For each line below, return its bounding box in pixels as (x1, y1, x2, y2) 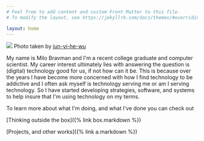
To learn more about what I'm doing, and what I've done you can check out (6, 105, 194, 112)
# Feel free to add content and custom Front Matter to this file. (6, 8, 181, 15)
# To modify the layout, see (6, 15, 80, 21)
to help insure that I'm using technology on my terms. (6, 93, 140, 100)
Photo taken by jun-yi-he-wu (13, 43, 86, 50)
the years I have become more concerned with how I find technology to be (6, 74, 193, 81)
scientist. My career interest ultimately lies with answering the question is (6, 61, 190, 68)
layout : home (6, 25, 39, 31)
